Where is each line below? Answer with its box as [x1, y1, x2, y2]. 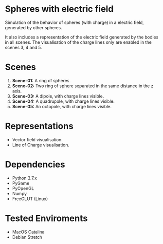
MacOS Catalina [12, 229, 45, 235]
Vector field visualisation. [12, 136, 63, 142]
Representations [5, 121, 74, 132]
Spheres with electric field [5, 3, 114, 15]
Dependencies [5, 159, 65, 170]
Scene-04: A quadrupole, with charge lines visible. [12, 98, 115, 104]
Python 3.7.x [12, 175, 37, 181]
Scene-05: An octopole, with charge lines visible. [12, 103, 112, 109]
